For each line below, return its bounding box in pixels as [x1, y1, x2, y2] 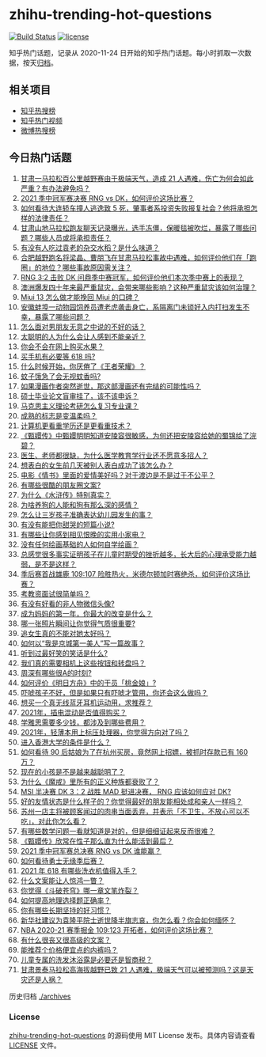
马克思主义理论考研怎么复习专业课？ [20, 401, 139, 411]
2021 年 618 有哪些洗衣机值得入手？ [20, 866, 138, 875]
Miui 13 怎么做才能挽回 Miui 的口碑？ [20, 292, 140, 301]
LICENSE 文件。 [9, 1040, 62, 1050]
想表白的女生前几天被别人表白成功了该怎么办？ [20, 460, 173, 470]
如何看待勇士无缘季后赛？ [20, 856, 104, 866]
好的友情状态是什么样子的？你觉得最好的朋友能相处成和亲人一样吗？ [20, 797, 243, 806]
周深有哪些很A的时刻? [20, 668, 92, 677]
